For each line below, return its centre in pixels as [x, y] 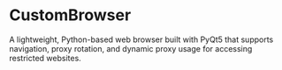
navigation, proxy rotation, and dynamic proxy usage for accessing [131, 48]
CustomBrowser [70, 15]
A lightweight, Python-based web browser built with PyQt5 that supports [141, 39]
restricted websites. [45, 58]
